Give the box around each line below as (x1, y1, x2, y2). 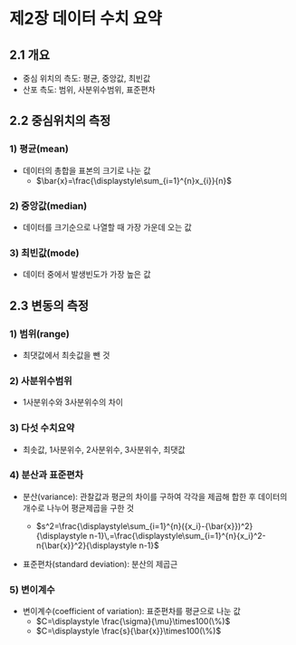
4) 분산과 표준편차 (9, 468, 84, 481)
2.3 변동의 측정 (9, 298, 89, 313)
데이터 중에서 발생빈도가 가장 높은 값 (22, 269, 151, 280)
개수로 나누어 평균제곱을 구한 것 (22, 502, 134, 513)
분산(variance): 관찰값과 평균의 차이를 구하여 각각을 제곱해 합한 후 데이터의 (22, 491, 288, 502)
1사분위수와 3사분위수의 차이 (22, 397, 124, 408)
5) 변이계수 (9, 583, 56, 596)
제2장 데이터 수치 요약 (9, 8, 163, 29)
